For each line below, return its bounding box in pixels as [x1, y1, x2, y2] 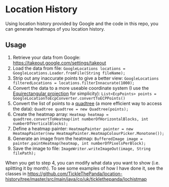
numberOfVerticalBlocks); [12, 121, 68, 126]
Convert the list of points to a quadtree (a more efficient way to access [12, 100, 162, 106]
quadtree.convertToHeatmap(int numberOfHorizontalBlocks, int [12, 116, 149, 122]
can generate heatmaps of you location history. [5, 26, 105, 32]
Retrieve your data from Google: [12, 54, 81, 60]
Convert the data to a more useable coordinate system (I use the [12, 85, 149, 91]
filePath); [12, 151, 36, 156]
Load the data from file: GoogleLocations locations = [12, 65, 125, 71]
